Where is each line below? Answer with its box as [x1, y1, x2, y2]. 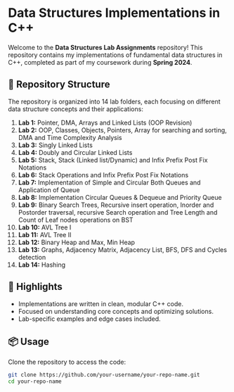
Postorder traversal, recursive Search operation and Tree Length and [18, 208, 218, 216]
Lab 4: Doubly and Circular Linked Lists [18, 148, 133, 156]
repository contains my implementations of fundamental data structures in [8, 51, 223, 59]
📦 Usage [8, 336, 50, 348]
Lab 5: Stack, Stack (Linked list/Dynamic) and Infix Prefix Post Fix [18, 156, 208, 164]
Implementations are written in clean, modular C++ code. [18, 299, 183, 308]
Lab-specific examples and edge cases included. [18, 315, 161, 323]
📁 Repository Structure [8, 79, 110, 91]
